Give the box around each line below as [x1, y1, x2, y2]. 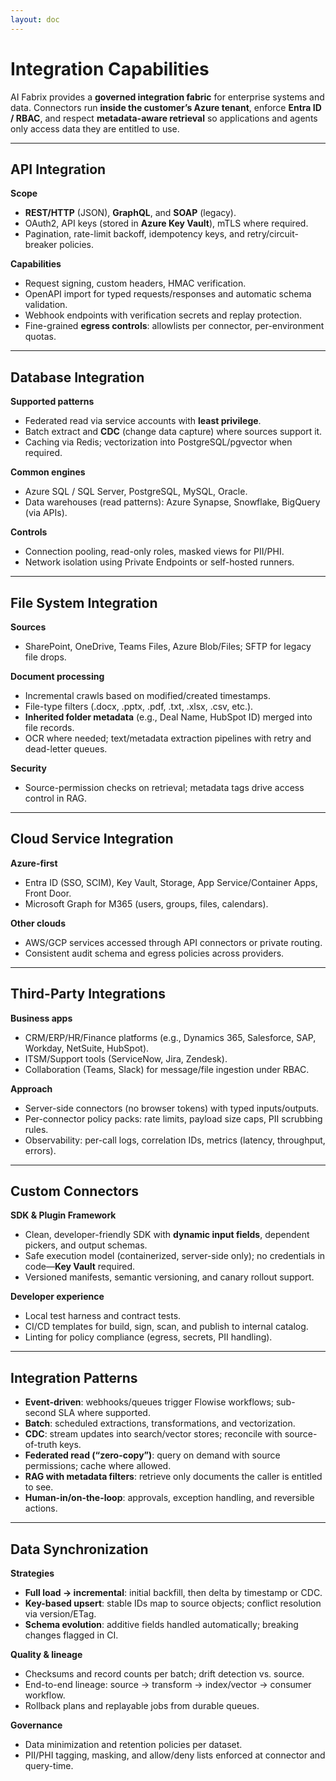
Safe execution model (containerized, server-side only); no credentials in [24, 1250, 326, 1262]
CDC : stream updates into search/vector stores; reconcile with [24, 1428, 283, 1440]
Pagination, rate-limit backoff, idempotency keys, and [24, 228, 245, 240]
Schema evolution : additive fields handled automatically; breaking [24, 1619, 299, 1631]
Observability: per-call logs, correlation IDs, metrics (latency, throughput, [24, 1134, 326, 1146]
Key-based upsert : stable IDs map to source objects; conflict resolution [24, 1597, 322, 1610]
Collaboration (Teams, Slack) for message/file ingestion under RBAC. [24, 1063, 310, 1075]
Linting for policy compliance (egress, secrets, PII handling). [24, 1331, 273, 1343]
